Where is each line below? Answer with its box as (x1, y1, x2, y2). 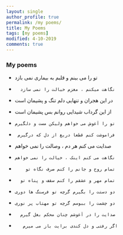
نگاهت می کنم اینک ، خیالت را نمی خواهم (14, 155, 115, 161)
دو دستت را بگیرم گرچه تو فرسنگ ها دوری (14, 189, 115, 195)
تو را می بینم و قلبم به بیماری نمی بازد (14, 74, 98, 81)
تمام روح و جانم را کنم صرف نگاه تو (25, 166, 115, 172)
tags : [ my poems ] (6, 31, 49, 36)
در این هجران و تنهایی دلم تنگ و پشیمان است (14, 97, 114, 104)
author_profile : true (6, 14, 59, 20)
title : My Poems (6, 25, 46, 31)
